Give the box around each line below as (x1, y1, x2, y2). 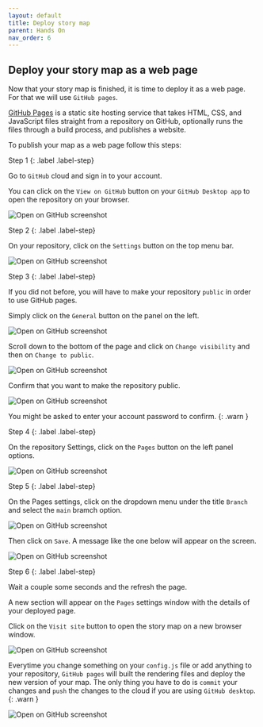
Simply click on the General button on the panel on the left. (8, 311, 200, 321)
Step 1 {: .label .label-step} (8, 156, 95, 165)
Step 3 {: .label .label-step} (8, 271, 97, 282)
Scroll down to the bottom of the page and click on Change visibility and (8, 342, 250, 352)
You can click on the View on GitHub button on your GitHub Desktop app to (8, 187, 250, 196)
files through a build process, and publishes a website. (8, 125, 186, 135)
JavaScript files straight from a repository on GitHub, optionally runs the (8, 117, 243, 126)
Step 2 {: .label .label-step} (8, 225, 97, 235)
